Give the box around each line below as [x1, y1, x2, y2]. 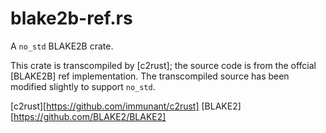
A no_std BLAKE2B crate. [10, 40, 114, 52]
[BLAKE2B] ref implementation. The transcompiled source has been [10, 70, 290, 82]
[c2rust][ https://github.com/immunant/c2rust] [10, 100, 200, 112]
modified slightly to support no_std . [10, 80, 156, 92]
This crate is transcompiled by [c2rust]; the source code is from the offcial [10, 59, 317, 71]
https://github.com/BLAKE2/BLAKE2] [13, 110, 167, 122]
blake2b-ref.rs [10, 7, 133, 30]
